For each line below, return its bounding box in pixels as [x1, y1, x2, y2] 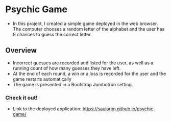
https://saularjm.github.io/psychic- [82, 106, 156, 112]
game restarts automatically [12, 76, 71, 82]
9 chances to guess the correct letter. [12, 31, 92, 37]
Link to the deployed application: [12, 106, 82, 112]
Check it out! [5, 94, 38, 101]
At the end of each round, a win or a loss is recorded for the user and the [12, 70, 166, 77]
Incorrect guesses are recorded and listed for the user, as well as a [12, 60, 154, 66]
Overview [5, 46, 37, 55]
